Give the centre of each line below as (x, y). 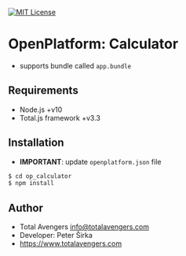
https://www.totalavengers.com (71, 243)
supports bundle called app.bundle (75, 65)
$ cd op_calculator (40, 176)
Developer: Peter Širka (56, 236)
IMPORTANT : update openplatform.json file (90, 161)
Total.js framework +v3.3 (60, 117)
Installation (36, 143)
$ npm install (31, 184)
